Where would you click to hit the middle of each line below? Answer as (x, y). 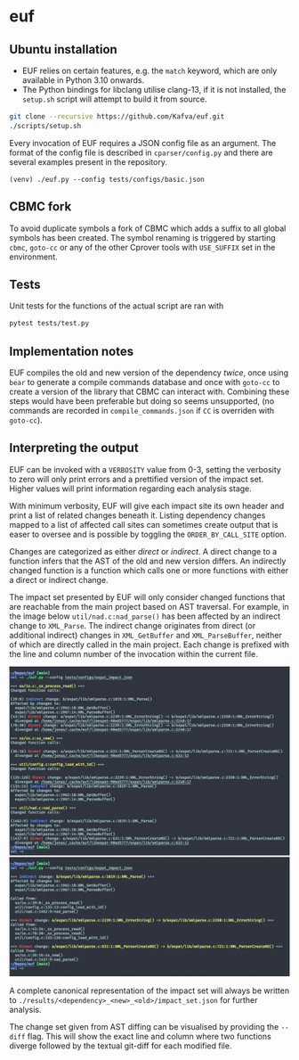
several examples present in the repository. (88, 161)
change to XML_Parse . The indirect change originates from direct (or (133, 625)
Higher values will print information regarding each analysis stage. (130, 489)
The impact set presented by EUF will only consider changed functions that (147, 597)
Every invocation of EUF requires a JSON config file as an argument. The (143, 143)
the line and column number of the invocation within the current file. (133, 653)
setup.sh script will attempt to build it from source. (114, 99)
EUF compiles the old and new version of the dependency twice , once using (149, 373)
